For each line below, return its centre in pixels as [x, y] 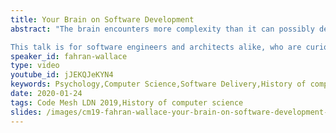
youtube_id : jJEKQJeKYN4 [62, 75]
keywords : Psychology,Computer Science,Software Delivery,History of [158, 84]
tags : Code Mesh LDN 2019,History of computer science [127, 102]
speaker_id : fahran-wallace [69, 56]
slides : [26, 112]
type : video [35, 66]
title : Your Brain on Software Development [102, 19]
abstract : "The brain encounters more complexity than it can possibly [162, 29]
